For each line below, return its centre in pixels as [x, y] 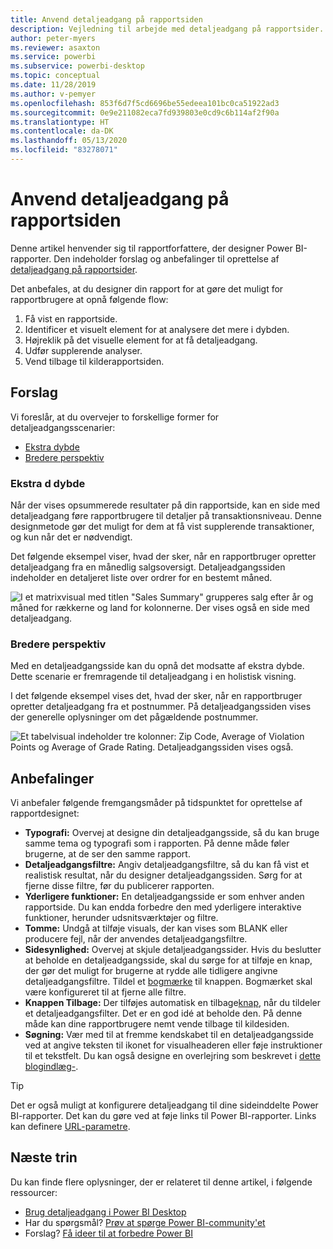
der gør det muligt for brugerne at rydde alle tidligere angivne [151, 971]
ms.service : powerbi [53, 57]
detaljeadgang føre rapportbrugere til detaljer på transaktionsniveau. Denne [166, 515]
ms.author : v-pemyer [53, 94]
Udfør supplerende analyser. [83, 350]
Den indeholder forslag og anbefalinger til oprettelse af [166, 258]
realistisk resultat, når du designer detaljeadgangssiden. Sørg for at [163, 875]
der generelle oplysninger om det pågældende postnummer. [134, 717]
